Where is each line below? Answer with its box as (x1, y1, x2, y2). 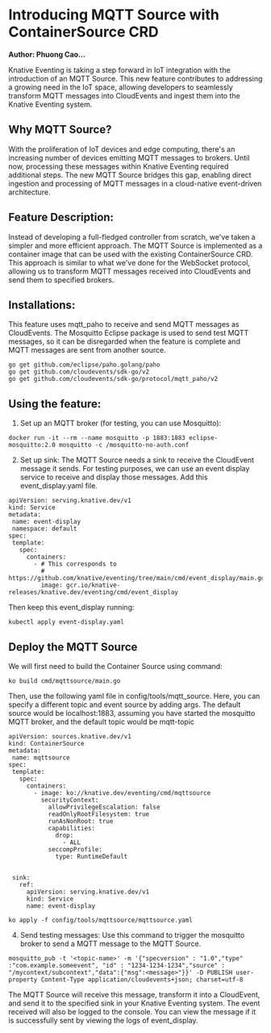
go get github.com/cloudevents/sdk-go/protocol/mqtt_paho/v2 (8, 375, 219, 383)
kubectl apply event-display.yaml (8, 618, 125, 626)
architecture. (8, 187, 51, 197)
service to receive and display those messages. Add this (19, 472, 208, 482)
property (8, 976, 38, 984)
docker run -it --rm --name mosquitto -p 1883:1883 (8, 434, 186, 442)
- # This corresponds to (33, 560, 117, 568)
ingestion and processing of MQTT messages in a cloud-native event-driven (8, 178, 262, 188)
